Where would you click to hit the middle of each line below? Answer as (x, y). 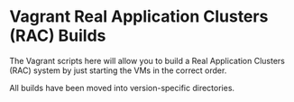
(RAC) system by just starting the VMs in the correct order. (118, 70)
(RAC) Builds (58, 36)
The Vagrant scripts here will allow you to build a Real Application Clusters (147, 60)
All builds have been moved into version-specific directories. (122, 88)
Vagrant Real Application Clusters (139, 17)
